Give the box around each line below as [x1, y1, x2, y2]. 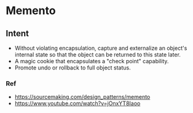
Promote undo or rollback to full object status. [14, 64, 132, 71]
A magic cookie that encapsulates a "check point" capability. [14, 58, 169, 64]
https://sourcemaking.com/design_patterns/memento [14, 93, 151, 101]
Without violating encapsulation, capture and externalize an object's [14, 44, 187, 52]
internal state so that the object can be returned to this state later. [14, 51, 181, 58]
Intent [6, 28, 29, 39]
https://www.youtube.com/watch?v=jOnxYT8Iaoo [14, 99, 141, 107]
